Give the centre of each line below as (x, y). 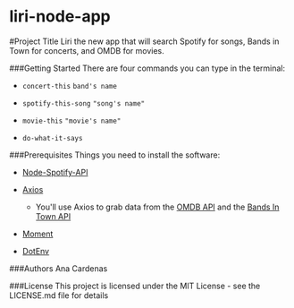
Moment (38, 234)
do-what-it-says (52, 138)
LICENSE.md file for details (59, 295)
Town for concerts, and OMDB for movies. (87, 50)
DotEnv (36, 251)
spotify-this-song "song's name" (84, 103)
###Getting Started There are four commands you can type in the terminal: (147, 68)
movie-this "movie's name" (71, 121)
